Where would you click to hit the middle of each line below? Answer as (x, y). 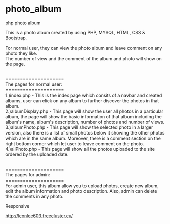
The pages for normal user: (34, 84)
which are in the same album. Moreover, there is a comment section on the (83, 138)
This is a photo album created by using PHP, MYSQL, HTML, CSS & (75, 32)
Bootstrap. (16, 38)
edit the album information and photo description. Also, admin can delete (81, 191)
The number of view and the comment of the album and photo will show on (83, 58)
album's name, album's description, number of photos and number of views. (85, 122)
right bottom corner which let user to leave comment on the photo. (75, 143)
